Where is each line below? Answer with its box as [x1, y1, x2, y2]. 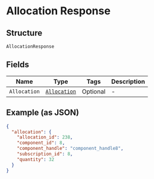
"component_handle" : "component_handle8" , [17, 146, 124, 152]
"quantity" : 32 [17, 156, 55, 162]
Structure [6, 28, 43, 38]
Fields [6, 59, 30, 70]
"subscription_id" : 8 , [17, 151, 73, 157]
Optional [81, 87, 106, 96]
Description [111, 77, 146, 86]
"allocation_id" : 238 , [17, 134, 73, 140]
